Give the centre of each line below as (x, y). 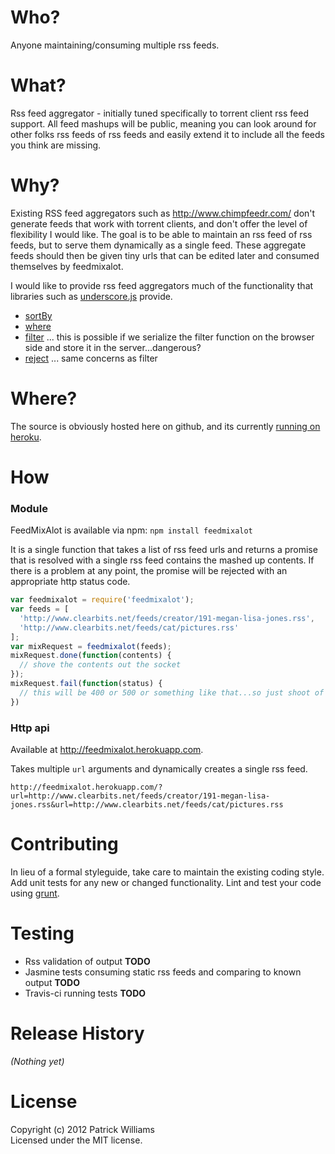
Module (29, 508)
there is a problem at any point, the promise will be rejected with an (149, 571)
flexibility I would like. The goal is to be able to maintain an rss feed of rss (161, 234)
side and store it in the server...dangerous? (113, 347)
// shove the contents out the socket (100, 665)
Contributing (64, 844)
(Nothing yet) (37, 1061)
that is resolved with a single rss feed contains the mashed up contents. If (162, 560)
